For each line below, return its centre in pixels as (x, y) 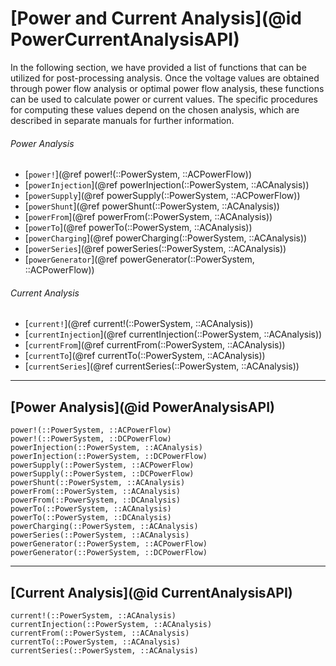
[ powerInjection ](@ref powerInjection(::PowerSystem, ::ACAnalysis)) (167, 185)
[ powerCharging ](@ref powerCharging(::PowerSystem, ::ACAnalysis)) (166, 238)
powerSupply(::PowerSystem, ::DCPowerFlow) (102, 474)
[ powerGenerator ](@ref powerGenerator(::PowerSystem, (139, 259)
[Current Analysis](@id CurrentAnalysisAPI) (151, 592)
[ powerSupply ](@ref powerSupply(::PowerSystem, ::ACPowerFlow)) (162, 196)
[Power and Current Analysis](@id (156, 18)
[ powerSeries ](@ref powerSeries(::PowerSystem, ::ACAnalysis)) (155, 249)
